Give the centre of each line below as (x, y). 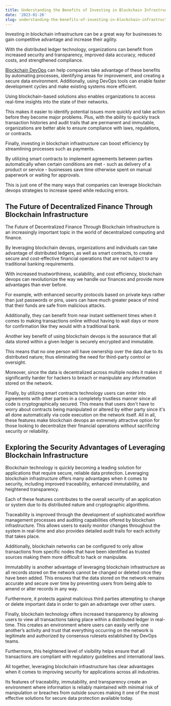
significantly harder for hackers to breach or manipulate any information (81, 378)
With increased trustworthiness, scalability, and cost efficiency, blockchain (83, 274)
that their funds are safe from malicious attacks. (55, 305)
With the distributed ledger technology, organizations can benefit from (79, 50)
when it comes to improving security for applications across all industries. (83, 672)
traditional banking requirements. (40, 264)
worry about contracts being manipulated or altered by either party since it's (85, 409)
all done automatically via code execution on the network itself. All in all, (81, 415)
